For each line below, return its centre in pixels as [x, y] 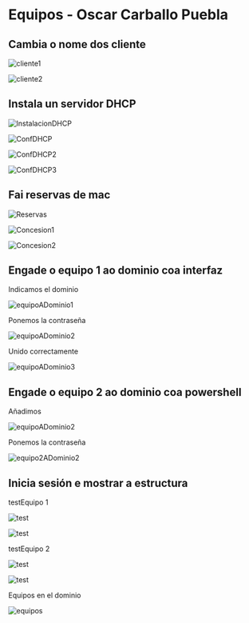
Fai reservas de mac [59, 195]
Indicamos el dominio [43, 290]
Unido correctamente [43, 351]
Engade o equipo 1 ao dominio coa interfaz [116, 271]
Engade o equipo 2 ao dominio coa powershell [125, 392]
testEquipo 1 [28, 502]
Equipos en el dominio [45, 595]
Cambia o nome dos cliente [77, 44]
